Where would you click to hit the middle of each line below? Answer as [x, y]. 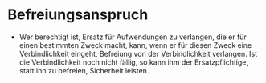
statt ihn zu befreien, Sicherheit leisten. [84, 70]
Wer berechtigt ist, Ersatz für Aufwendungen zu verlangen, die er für [133, 37]
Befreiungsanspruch [78, 15]
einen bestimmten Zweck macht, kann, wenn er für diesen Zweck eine [135, 45]
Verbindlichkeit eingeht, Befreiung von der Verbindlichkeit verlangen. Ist [138, 53]
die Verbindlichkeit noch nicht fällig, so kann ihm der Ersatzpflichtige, [134, 62]
